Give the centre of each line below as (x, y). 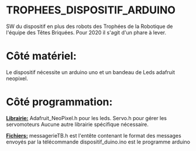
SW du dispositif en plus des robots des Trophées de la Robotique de (90, 26)
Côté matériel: (42, 56)
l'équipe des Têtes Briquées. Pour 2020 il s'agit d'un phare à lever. (86, 32)
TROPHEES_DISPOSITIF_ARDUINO (91, 10)
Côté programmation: (59, 102)
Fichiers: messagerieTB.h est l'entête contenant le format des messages (94, 135)
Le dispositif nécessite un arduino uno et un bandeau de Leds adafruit (91, 72)
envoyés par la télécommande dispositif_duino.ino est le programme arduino (98, 142)
